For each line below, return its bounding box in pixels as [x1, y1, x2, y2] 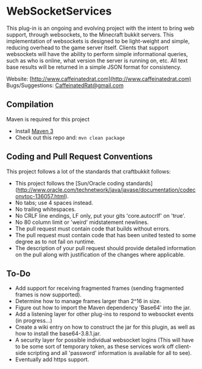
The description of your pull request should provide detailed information [15, 244, 196, 251]
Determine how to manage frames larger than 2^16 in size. [15, 298, 161, 305]
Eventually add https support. [15, 356, 89, 364]
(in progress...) [15, 317, 53, 324]
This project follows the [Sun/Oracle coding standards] [15, 179, 153, 187]
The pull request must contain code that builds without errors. [15, 224, 170, 232]
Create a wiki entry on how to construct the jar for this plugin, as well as [15, 323, 195, 331]
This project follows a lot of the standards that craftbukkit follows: [6, 168, 171, 175]
